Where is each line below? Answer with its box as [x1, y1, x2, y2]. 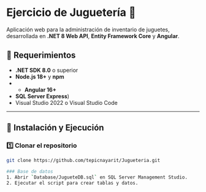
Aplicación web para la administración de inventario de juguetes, [6, 26, 170, 33]
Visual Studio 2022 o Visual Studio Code [15, 99, 118, 106]
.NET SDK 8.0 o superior [15, 66, 78, 74]
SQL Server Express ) [15, 92, 69, 100]
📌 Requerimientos [6, 50, 76, 61]
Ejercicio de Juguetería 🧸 [6, 6, 136, 20]
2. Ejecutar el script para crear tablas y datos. [6, 180, 139, 186]
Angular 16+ [24, 86, 56, 93]
